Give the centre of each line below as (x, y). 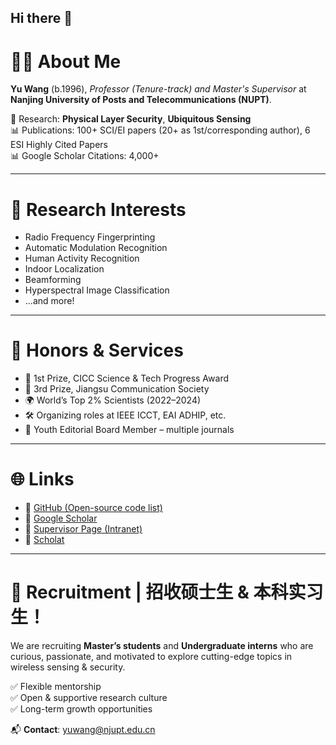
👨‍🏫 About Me (66, 61)
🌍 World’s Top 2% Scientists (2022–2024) (113, 400)
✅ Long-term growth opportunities (81, 709)
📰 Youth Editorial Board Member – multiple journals (129, 430)
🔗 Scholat (44, 540)
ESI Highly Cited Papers (59, 145)
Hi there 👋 (41, 18)
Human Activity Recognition (82, 258)
